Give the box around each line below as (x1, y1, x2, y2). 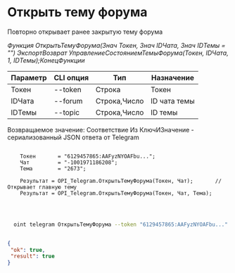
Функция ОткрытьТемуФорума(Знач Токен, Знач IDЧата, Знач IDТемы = (7, 41, 226, 49)
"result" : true (10, 253, 55, 260)
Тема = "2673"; (20, 165, 87, 172)
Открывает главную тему (7, 184, 77, 191)
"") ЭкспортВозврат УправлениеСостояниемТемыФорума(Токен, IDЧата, (7, 49, 229, 57)
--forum (53, 96, 83, 106)
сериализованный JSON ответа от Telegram (7, 133, 139, 141)
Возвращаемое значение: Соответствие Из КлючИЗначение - (7, 125, 195, 134)
